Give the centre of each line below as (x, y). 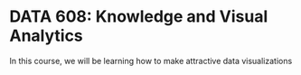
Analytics (46, 36)
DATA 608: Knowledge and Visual (139, 17)
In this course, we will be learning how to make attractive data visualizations (151, 61)
